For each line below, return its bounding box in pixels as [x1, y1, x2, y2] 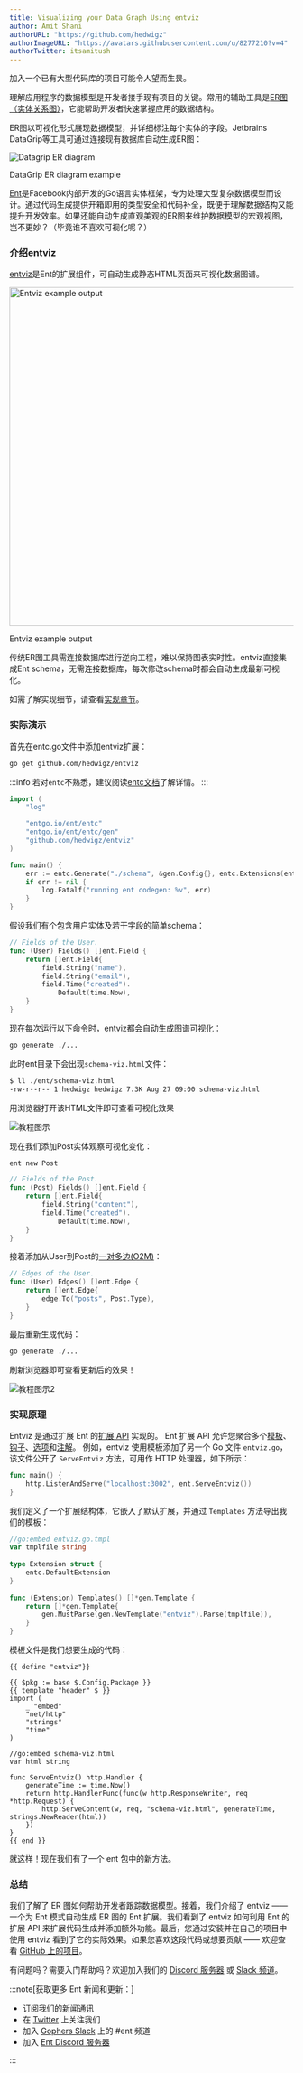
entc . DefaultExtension [25, 1568, 111, 1577]
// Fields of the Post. [9, 1175, 99, 1184]
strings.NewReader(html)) [9, 1813, 106, 1822]
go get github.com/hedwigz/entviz [9, 759, 140, 768]
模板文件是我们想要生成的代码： [9, 1645, 128, 1656]
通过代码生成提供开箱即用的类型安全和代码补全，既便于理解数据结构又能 [24, 200, 294, 210]
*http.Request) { [9, 1797, 75, 1807]
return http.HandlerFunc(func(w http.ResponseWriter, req [25, 1789, 248, 1798]
